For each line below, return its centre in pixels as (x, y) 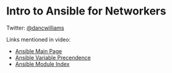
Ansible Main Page (39, 51)
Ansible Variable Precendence (53, 57)
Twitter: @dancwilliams (35, 28)
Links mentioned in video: (39, 39)
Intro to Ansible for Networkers (86, 11)
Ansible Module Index (42, 64)
